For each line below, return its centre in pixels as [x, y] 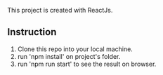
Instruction [32, 32]
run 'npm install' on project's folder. [69, 56]
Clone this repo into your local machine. [75, 49]
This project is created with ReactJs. [60, 10]
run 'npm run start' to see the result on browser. [87, 64]
